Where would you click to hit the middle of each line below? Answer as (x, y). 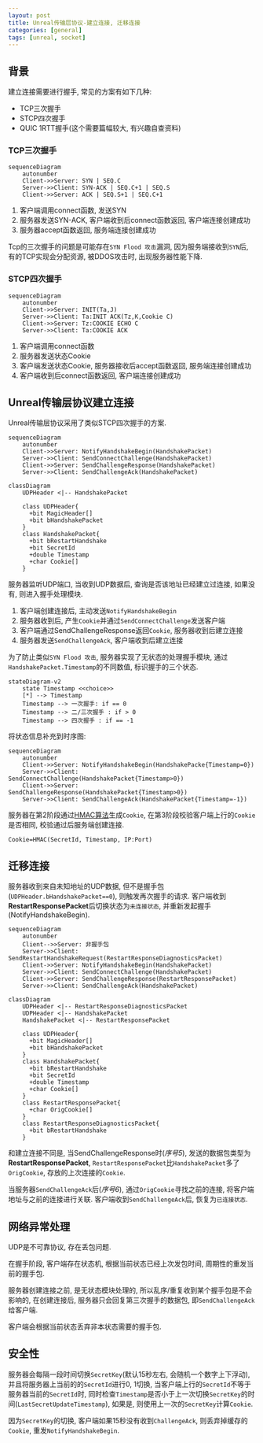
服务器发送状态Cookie (55, 356)
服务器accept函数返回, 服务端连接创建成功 (88, 230)
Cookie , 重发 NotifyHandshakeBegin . (64, 1430)
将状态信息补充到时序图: (47, 736)
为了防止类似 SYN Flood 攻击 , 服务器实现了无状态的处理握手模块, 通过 (118, 657)
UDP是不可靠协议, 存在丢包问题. (60, 1247)
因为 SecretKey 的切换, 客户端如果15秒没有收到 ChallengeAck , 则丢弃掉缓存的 (128, 1420)
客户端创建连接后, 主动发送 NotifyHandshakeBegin (98, 611)
